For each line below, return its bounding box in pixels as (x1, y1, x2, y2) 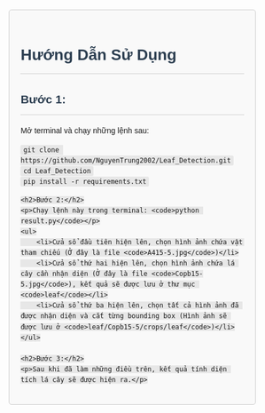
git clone (23, 145, 59, 155)
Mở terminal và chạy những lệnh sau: (20, 126, 150, 136)
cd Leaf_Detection (23, 166, 91, 175)
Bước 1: (20, 92, 66, 107)
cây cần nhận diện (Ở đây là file (20, 269, 148, 279)
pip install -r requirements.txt (23, 177, 147, 186)
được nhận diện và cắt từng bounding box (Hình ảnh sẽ (20, 312, 228, 321)
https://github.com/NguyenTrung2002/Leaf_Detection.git (20, 155, 231, 165)
